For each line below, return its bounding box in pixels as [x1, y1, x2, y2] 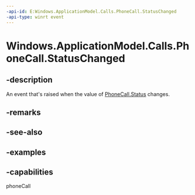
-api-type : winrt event [6, 14, 64, 20]
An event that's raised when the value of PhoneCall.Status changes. [6, 90, 170, 97]
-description [6, 75, 53, 85]
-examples [6, 147, 46, 157]
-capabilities [6, 167, 54, 177]
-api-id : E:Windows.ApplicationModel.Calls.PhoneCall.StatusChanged [6, 8, 177, 15]
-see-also [6, 127, 43, 138]
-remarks [6, 107, 41, 117]
